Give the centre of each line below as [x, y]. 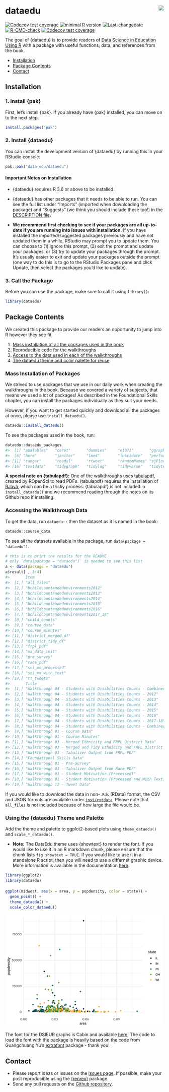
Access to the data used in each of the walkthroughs [67, 355]
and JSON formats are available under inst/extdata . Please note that [77, 800]
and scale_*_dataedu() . [30, 834]
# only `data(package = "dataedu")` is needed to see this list [74, 561]
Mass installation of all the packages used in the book [68, 344]
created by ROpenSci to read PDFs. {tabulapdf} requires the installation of [82, 481]
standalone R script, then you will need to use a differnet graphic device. [88, 860]
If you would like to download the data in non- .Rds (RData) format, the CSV [83, 794]
